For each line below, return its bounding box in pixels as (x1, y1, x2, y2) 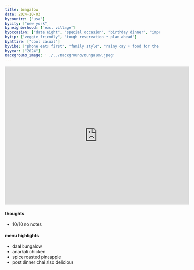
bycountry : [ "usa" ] (5, 16, 45, 21)
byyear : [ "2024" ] (5, 48, 41, 53)
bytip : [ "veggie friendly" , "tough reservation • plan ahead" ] (5, 35, 137, 40)
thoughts (5, 210, 24, 216)
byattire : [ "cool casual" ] (5, 39, 60, 44)
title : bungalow (5, 7, 38, 12)
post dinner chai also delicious (12, 259, 74, 265)
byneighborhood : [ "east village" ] (5, 26, 76, 30)
